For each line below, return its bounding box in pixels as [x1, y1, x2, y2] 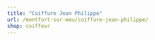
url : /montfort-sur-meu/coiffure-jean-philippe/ [7, 16, 149, 23]
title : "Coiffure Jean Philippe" [7, 9, 103, 17]
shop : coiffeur [7, 22, 51, 29]
